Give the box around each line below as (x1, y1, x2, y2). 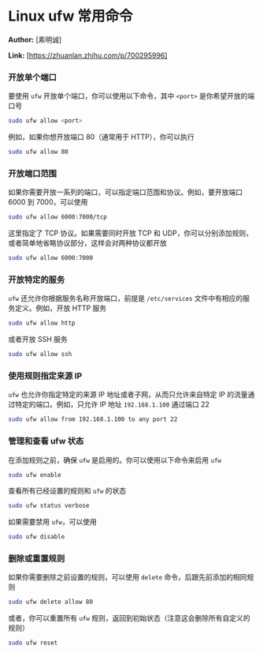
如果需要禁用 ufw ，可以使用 (8, 517, 97, 527)
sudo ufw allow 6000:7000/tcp (8, 213, 108, 221)
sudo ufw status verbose (8, 502, 90, 510)
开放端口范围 (8, 167, 57, 178)
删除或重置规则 (8, 554, 65, 565)
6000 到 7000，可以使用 (8, 197, 88, 207)
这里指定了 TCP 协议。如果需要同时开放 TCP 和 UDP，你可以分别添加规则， (8, 228, 254, 238)
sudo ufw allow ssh (8, 351, 72, 358)
